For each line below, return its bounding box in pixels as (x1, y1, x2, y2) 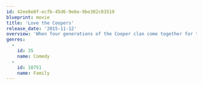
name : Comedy (17, 53, 50, 59)
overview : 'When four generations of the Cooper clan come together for (6, 31, 193, 37)
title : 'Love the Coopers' (6, 20, 74, 26)
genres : (6, 37, 26, 42)
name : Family (17, 70, 50, 76)
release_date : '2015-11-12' (6, 25, 77, 32)
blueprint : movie (6, 14, 50, 20)
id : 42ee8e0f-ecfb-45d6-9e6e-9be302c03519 (6, 8, 115, 15)
